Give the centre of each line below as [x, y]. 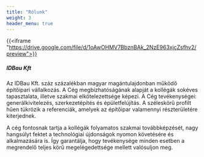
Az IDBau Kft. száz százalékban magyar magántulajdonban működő [92, 83]
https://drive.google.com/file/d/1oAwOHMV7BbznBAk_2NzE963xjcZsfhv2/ [103, 47]
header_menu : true [30, 23]
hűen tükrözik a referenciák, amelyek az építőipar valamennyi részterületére [102, 109]
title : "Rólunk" [27, 12]
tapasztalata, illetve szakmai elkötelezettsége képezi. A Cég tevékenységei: [102, 96]
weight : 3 [19, 18]
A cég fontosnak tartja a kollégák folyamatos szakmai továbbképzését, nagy [102, 128]
